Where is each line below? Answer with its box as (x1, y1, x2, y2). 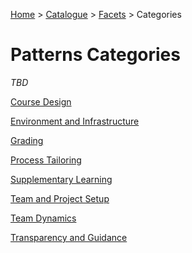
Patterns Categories (10, 44, 181, 66)
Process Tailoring (10, 154, 82, 166)
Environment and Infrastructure (10, 115, 140, 127)
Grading (10, 134, 44, 146)
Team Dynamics (10, 212, 77, 224)
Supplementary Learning (10, 173, 113, 185)
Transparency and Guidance (10, 231, 128, 243)
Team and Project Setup (10, 192, 110, 204)
